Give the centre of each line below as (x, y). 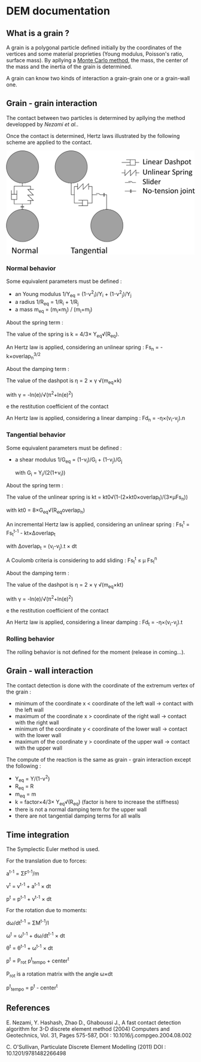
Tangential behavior (36, 435)
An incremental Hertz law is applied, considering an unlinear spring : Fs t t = (98, 524)
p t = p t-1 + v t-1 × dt (29, 898)
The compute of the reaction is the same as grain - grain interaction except (99, 759)
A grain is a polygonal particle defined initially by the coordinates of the (94, 47)
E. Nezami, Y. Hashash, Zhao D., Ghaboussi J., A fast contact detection (94, 1022)
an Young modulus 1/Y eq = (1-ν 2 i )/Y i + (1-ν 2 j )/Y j (73, 294)
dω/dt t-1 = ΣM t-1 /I (28, 922)
